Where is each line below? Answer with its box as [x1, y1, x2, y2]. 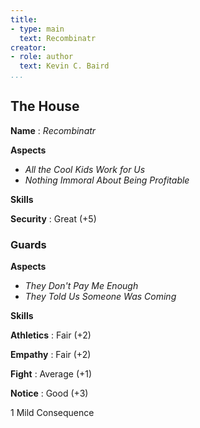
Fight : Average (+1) [10, 368, 93, 380]
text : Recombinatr [19, 33, 97, 43]
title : [10, 14, 38, 25]
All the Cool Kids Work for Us [24, 163, 146, 175]
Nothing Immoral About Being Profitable [24, 174, 190, 186]
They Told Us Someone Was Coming [24, 291, 177, 303]
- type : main [10, 24, 65, 34]
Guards [10, 237, 47, 251]
